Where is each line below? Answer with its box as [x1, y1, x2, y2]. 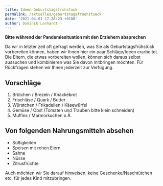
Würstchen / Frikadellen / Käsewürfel [12, 102, 87, 108]
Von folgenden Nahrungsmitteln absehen [5, 127, 134, 135]
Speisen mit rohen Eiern [12, 145, 61, 151]
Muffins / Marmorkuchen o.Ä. [12, 113, 72, 118]
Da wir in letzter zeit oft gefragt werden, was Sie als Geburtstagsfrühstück [5, 44, 155, 49]
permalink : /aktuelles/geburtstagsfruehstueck [5, 12, 102, 17]
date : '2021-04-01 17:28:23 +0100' [5, 16, 78, 21]
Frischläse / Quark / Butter [12, 97, 66, 103]
